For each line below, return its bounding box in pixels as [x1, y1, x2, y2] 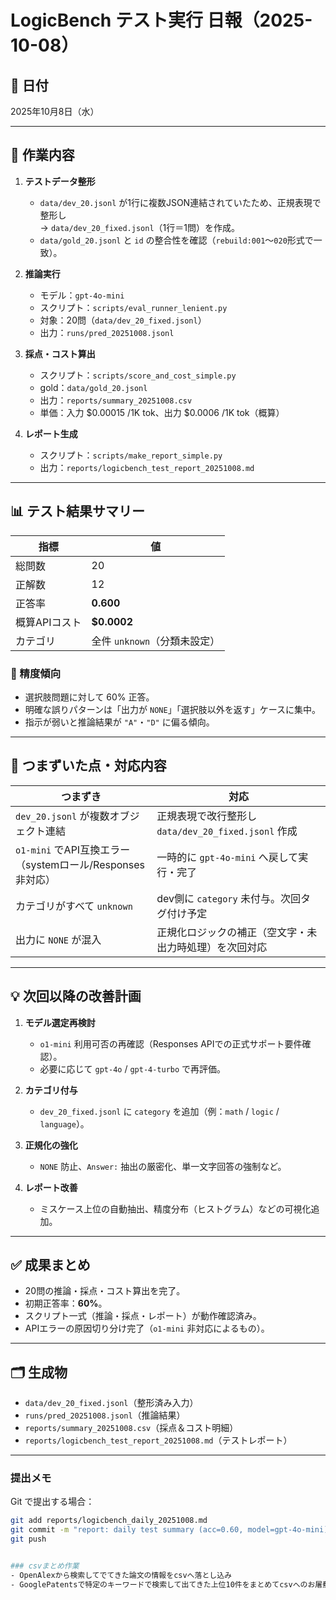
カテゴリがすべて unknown [15, 899, 133, 913]
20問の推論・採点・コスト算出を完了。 [24, 1285, 186, 1297]
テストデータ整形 [24, 175, 96, 187]
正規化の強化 [24, 1139, 78, 1151]
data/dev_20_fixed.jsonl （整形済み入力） [24, 1397, 199, 1409]
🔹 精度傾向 [10, 666, 62, 680]
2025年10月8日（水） [10, 106, 100, 117]
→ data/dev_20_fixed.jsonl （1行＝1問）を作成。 [39, 221, 240, 233]
